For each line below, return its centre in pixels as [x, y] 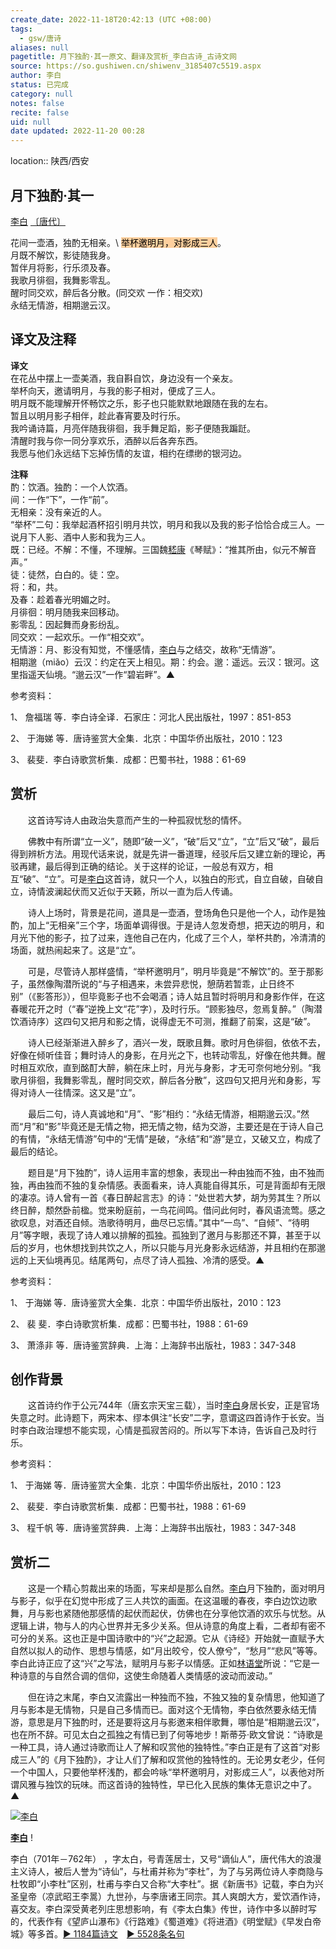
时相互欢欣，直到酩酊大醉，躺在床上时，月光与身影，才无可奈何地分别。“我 [166, 1067]
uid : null [31, 122]
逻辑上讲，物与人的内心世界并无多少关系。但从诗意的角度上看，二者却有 [159, 1626]
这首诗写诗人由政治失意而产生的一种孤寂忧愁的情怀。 [137, 820]
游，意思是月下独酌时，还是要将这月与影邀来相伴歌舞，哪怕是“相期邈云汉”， [167, 1722]
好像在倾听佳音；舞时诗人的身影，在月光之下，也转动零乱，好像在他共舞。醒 [168, 1055]
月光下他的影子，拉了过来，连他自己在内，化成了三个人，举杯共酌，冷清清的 [168, 937]
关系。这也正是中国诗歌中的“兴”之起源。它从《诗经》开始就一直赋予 [176, 1638]
